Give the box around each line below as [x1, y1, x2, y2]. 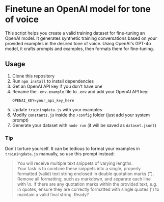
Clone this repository [12, 73, 55, 79]
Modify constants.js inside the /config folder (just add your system [12, 112, 150, 118]
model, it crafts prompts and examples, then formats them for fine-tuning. [5, 46, 154, 51]
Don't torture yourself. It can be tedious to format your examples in [5, 146, 140, 151]
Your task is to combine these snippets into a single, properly [17, 166, 141, 172]
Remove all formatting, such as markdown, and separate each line [17, 176, 151, 182]
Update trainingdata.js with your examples [12, 106, 102, 112]
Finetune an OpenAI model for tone [5, 3, 151, 15]
